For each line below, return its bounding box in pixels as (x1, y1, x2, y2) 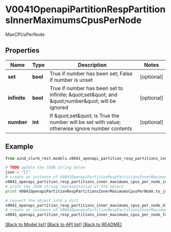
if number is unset (49, 76, 93, 83)
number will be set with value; (49, 119, 121, 126)
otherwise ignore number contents (49, 125, 132, 132)
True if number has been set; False (49, 70, 133, 77)
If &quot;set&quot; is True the (49, 112, 120, 119)
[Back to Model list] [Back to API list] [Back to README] (5, 221, 122, 228)
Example (5, 142, 34, 151)
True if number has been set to (49, 84, 123, 91)
